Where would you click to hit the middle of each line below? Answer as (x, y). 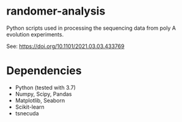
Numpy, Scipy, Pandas (43, 94)
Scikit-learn (30, 107)
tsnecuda (27, 113)
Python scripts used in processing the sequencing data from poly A (91, 28)
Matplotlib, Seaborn (40, 100)
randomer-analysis (56, 11)
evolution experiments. (35, 34)
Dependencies (44, 71)
